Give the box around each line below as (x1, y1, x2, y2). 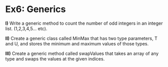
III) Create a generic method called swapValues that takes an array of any (5, 50, 159, 56)
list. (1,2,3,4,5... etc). (5, 25, 48, 31)
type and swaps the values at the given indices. (5, 55, 105, 61)
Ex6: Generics (5, 4, 66, 15)
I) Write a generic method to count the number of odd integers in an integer (5, 20, 163, 26)
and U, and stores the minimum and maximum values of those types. (5, 40, 149, 46)
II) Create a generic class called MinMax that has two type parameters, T (5, 35, 158, 41)
